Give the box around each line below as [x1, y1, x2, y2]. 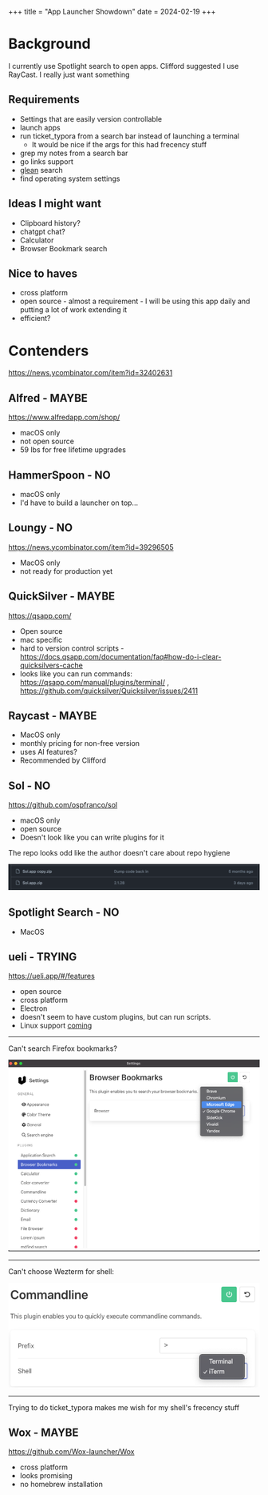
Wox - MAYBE [8, 1426, 79, 1440]
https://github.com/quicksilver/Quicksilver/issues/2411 [19, 686, 198, 695]
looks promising [19, 1471, 73, 1481]
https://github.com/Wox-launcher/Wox [8, 1447, 135, 1457]
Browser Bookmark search [19, 243, 108, 253]
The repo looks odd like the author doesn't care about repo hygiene [8, 848, 231, 858]
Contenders [8, 342, 89, 359]
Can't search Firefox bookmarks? [8, 1044, 118, 1053]
